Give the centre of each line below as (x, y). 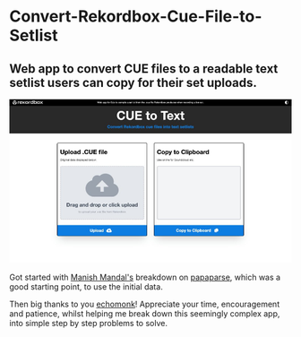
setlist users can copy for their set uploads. (133, 82)
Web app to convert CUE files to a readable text (144, 69)
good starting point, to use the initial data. (86, 287)
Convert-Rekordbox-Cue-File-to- (136, 17)
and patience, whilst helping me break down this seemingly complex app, (145, 314)
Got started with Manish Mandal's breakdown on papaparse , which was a (145, 277)
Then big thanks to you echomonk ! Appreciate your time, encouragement (145, 304)
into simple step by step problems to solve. (89, 324)
